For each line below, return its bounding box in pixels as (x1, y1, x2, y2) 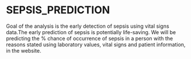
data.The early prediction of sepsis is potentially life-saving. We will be (6, 28, 176, 35)
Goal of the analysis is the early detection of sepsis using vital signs (6, 23, 169, 30)
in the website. (6, 47, 41, 54)
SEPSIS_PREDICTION (6, 3, 110, 17)
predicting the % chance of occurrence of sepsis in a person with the (6, 35, 173, 42)
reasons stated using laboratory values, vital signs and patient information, (6, 41, 186, 48)
